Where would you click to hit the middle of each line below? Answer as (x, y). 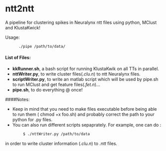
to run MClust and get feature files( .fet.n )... (56, 84)
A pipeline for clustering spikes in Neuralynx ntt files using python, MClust (81, 22)
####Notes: (17, 99)
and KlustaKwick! (23, 27)
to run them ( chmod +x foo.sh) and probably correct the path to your (83, 114)
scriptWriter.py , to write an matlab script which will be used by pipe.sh (85, 79)
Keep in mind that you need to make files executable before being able (85, 109)
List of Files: (18, 58)
